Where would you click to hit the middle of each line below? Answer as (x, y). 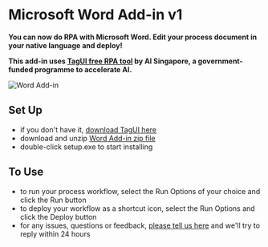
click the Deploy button (58, 217)
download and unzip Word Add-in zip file (87, 138)
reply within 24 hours (55, 233)
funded (21, 69)
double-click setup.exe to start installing (86, 147)
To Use (26, 172)
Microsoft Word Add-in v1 (95, 15)
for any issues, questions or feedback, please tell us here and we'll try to (140, 225)
